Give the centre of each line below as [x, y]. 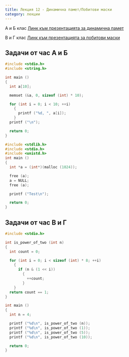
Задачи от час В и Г [36, 222]
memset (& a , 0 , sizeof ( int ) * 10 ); [46, 95]
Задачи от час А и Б [37, 52]
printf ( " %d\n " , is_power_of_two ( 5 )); [50, 333]
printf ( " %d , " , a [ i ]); [42, 113]
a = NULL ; [19, 180]
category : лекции [23, 14]
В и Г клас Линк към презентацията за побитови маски [63, 38]
